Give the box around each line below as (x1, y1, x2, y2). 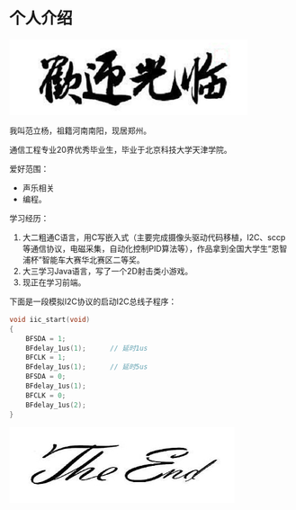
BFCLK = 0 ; (25, 390, 67, 400)
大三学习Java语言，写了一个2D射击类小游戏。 (22, 265, 193, 276)
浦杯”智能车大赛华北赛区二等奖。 (22, 254, 145, 265)
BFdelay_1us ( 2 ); (25, 400, 87, 409)
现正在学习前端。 (22, 276, 86, 288)
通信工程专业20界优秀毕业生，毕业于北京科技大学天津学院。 (9, 144, 232, 155)
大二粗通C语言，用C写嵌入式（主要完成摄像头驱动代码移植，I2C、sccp (22, 231, 286, 243)
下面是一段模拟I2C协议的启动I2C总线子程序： (9, 296, 177, 307)
